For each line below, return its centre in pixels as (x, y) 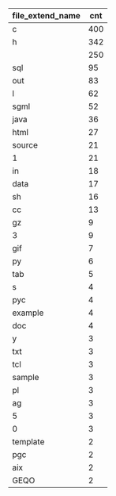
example (28, 313)
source (25, 145)
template (28, 442)
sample (26, 377)
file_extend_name (47, 15)
